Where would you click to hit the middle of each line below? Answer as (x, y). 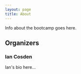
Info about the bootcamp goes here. (41, 28)
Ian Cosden (19, 57)
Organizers (22, 43)
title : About (18, 14)
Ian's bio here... (20, 67)
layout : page (18, 9)
